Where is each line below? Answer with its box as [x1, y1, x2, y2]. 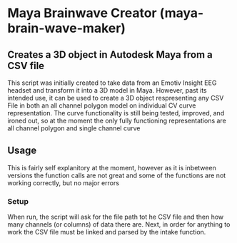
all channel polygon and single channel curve [7, 124, 141, 133]
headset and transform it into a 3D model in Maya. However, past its [7, 86, 207, 94]
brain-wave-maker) [7, 20, 126, 36]
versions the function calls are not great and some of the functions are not [7, 171, 226, 180]
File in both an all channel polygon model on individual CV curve [7, 101, 196, 110]
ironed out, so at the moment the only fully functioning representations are [7, 116, 226, 125]
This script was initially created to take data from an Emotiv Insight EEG [7, 78, 217, 87]
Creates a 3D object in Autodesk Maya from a [7, 48, 213, 61]
